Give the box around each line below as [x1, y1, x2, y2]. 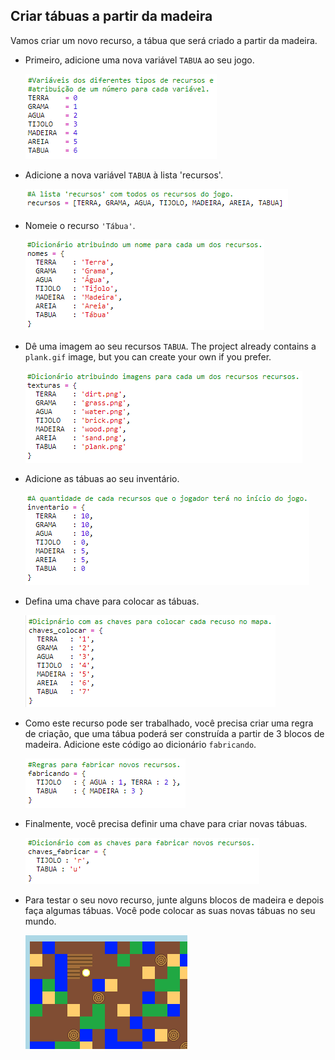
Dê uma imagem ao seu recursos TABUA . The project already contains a [24, 340, 317, 352]
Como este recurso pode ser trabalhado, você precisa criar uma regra [24, 717, 314, 729]
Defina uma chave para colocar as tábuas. [24, 595, 200, 607]
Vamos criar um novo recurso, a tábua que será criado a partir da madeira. [10, 34, 318, 46]
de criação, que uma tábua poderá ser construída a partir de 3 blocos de [24, 727, 325, 739]
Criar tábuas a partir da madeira [10, 8, 213, 25]
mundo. [24, 915, 57, 927]
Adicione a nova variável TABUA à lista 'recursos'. [24, 169, 223, 181]
